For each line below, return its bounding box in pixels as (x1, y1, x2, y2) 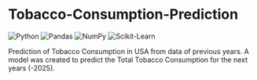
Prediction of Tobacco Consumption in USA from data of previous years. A (8, 46, 250, 56)
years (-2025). (8, 63, 55, 72)
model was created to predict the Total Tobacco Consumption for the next (8, 55, 248, 64)
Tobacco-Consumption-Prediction (8, 5, 238, 24)
